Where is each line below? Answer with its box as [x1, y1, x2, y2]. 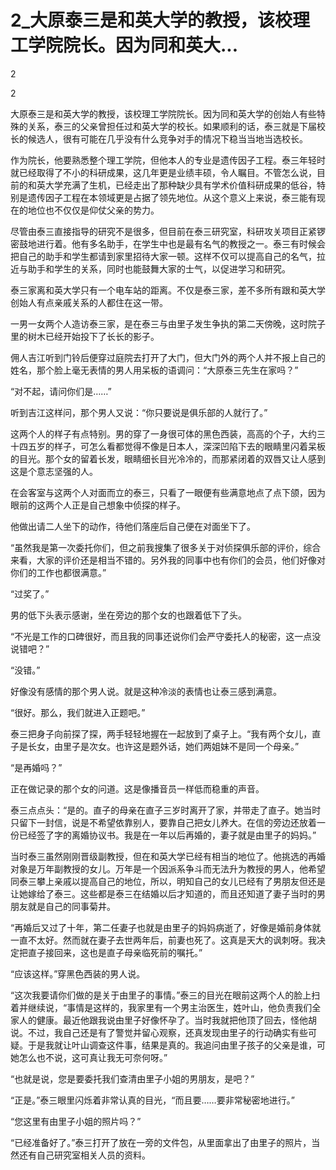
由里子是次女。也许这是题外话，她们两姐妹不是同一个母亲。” [53, 740, 300, 752]
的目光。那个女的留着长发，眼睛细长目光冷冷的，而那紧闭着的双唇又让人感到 [10, 452, 326, 465]
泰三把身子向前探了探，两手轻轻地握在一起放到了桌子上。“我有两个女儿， [10, 727, 313, 740]
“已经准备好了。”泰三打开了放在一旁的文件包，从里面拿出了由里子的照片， [10, 1136, 312, 1148]
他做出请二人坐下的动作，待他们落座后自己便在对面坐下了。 [10, 520, 256, 532]
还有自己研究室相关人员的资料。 [18, 1149, 151, 1161]
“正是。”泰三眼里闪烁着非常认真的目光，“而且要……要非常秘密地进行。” [10, 1094, 295, 1106]
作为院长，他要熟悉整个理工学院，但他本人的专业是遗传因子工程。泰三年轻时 [10, 154, 326, 166]
